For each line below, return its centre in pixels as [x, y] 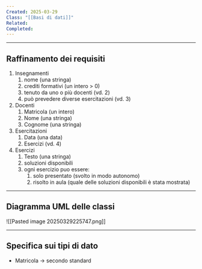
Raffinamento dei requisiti [56, 59]
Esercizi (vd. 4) [43, 144]
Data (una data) [43, 138]
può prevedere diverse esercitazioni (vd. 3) [77, 99]
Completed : [20, 29]
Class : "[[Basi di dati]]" [40, 17]
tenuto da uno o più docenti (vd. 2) [67, 93]
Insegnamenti [32, 74]
